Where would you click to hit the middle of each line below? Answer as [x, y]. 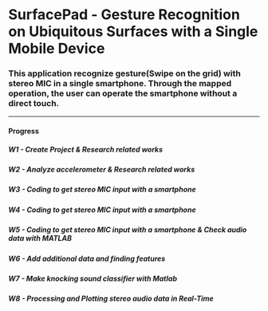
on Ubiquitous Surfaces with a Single [133, 31]
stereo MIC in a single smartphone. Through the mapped [120, 84]
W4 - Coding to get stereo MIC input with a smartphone [102, 210]
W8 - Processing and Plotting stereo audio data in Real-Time [111, 299]
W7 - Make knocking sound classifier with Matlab [93, 278]
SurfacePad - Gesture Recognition [124, 15]
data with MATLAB [40, 238]
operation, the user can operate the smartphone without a [123, 93]
